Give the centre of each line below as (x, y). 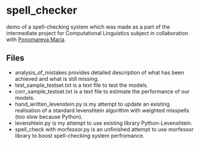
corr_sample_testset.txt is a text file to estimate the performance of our (102, 91)
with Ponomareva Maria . (36, 39)
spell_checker (42, 10)
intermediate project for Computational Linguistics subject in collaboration (97, 33)
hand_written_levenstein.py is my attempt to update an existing (92, 104)
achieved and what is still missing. (57, 78)
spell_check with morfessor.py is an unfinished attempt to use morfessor (104, 129)
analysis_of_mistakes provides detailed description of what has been (99, 72)
